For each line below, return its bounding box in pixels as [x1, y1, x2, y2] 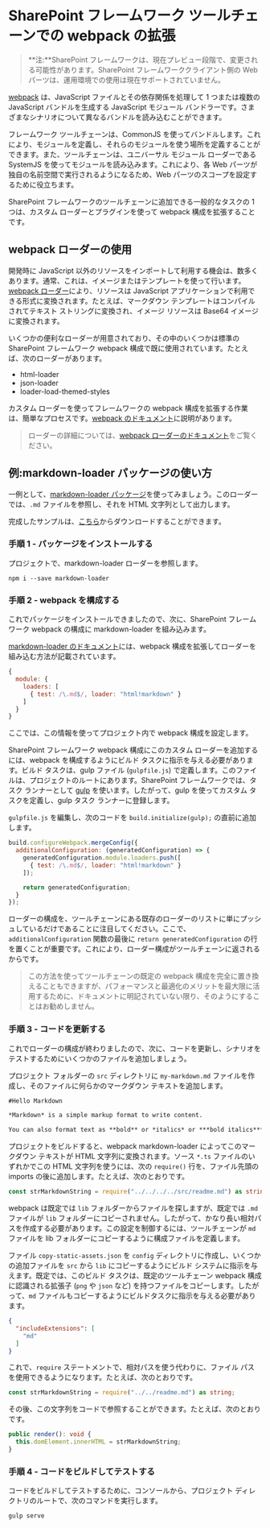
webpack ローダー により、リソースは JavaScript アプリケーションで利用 [8, 286, 248, 296]
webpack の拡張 [67, 27, 176, 45]
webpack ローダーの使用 [8, 242, 133, 257]
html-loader [19, 369, 59, 379]
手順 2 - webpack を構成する [8, 594, 120, 606]
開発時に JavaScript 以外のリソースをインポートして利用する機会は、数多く [8, 266, 259, 275]
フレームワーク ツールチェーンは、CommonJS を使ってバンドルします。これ [8, 129, 261, 139]
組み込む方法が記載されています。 [8, 652, 121, 661]
